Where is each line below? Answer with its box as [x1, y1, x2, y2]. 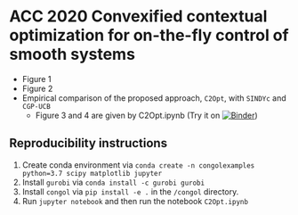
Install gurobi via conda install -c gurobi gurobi [21, 177, 205, 187]
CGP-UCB [21, 102, 51, 111]
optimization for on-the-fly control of [9, 25, 289, 45]
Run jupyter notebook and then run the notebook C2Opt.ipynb [21, 195, 249, 206]
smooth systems [9, 45, 136, 64]
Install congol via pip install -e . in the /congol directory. [21, 186, 239, 197]
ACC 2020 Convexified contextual [9, 6, 268, 27]
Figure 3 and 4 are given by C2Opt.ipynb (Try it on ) [35, 110, 258, 120]
